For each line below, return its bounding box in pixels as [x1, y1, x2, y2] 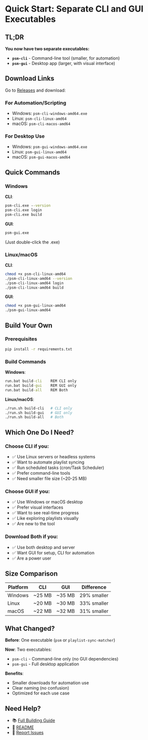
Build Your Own [5, 321, 53, 329]
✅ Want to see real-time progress [12, 510, 79, 516]
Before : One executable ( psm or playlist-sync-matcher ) [5, 637, 115, 643]
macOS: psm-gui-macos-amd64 [12, 154, 71, 160]
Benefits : [5, 671, 24, 676]
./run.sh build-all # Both [5, 415, 64, 420]
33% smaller [79, 600, 109, 607]
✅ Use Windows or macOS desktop [12, 499, 83, 505]
